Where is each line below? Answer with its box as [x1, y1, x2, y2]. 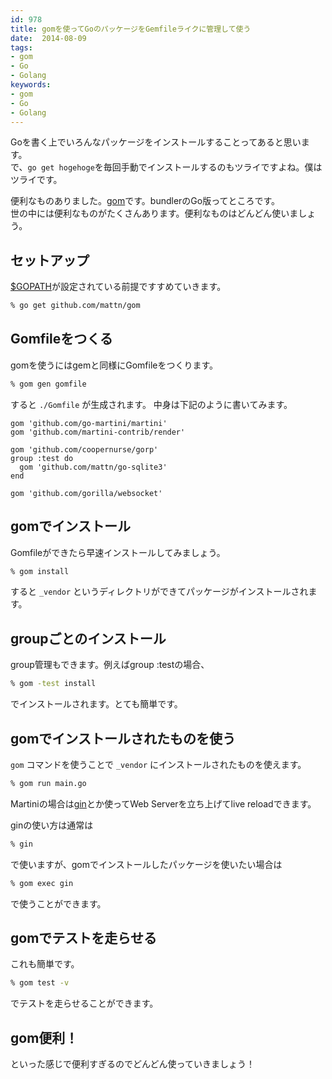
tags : [10, 42, 33, 53]
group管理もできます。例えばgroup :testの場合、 [10, 659, 210, 671]
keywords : [10, 80, 52, 90]
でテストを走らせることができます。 [10, 997, 159, 1010]
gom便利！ [10, 1029, 79, 1046]
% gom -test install [10, 679, 97, 689]
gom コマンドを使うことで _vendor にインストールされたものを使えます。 [10, 758, 307, 770]
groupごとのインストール [10, 630, 167, 647]
